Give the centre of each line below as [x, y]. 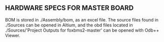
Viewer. [13, 35]
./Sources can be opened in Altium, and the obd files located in [69, 25]
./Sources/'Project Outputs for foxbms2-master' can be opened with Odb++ [82, 30]
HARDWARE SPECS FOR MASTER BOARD [69, 8]
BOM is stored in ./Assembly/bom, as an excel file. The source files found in [82, 20]
